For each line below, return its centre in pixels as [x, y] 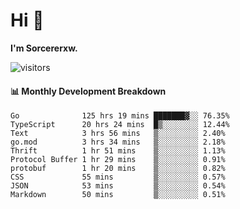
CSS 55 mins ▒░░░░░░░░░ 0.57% [118, 177]
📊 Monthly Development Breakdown [88, 91]
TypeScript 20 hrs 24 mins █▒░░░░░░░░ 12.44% [120, 125]
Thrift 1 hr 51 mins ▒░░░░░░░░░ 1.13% [118, 151]
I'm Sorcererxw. [44, 48]
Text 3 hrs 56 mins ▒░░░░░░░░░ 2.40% [118, 134]
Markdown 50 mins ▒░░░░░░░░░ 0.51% [118, 195]
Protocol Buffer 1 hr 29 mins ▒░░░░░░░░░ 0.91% [118, 160]
